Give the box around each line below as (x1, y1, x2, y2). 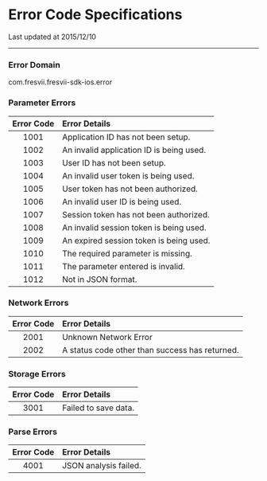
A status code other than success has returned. (62, 344, 240, 355)
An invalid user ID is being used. (62, 196, 182, 207)
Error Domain (8, 59, 61, 70)
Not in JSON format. (62, 273, 137, 284)
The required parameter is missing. (62, 248, 193, 259)
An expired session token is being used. (62, 235, 211, 246)
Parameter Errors (8, 97, 76, 108)
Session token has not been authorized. (62, 209, 211, 220)
